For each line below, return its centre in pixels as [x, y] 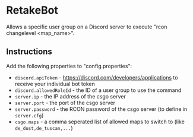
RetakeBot [32, 10]
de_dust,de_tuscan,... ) [44, 128]
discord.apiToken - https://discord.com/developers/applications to [96, 77]
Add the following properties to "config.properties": [69, 66]
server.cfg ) [29, 115]
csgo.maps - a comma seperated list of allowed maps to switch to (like [100, 122]
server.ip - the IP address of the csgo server [70, 96]
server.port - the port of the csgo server [65, 103]
